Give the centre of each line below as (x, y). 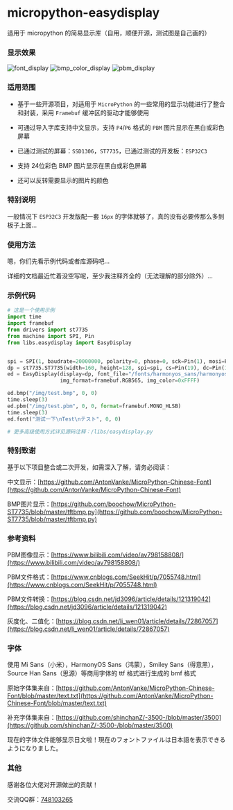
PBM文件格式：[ (30, 577)
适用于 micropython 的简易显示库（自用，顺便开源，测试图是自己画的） (109, 33)
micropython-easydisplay (84, 13)
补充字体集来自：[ (33, 718)
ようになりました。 (35, 748)
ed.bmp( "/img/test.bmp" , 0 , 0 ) (52, 394)
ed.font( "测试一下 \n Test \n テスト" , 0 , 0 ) (64, 419)
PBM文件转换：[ (30, 599)
